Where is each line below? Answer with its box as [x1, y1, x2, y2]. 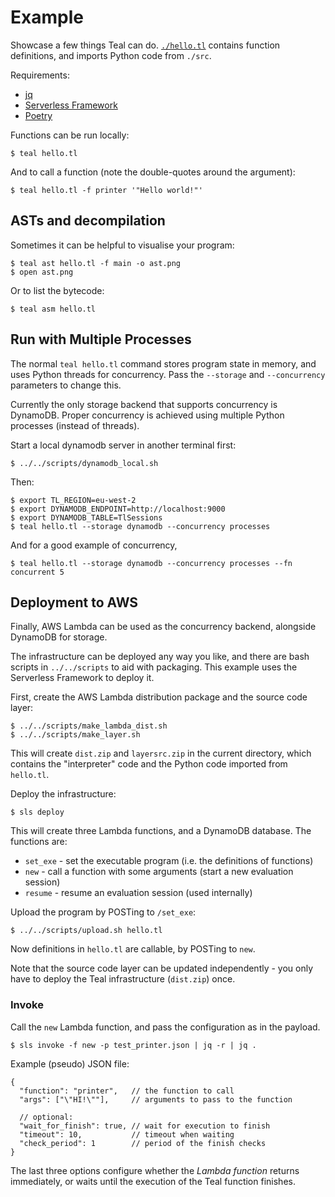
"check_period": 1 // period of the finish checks [19, 1138, 267, 1148]
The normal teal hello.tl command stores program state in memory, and [10, 357, 317, 370]
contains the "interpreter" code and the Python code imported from [10, 758, 288, 770]
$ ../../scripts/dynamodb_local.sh [10, 458, 159, 468]
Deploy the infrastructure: [10, 788, 117, 800]
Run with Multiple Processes [10, 331, 192, 348]
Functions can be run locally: [10, 129, 130, 141]
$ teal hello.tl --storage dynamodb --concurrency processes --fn [10, 558, 293, 568]
